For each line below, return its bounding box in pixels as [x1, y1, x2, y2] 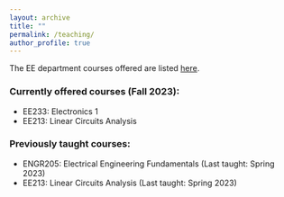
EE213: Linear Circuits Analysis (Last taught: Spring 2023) [22, 177, 237, 188]
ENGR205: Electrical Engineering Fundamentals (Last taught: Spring [22, 158, 275, 169]
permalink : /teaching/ [9, 30, 95, 39]
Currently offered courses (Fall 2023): [9, 85, 180, 98]
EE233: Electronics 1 [22, 105, 99, 117]
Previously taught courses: [9, 138, 131, 150]
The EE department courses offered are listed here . [9, 63, 200, 74]
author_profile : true [9, 38, 91, 48]
